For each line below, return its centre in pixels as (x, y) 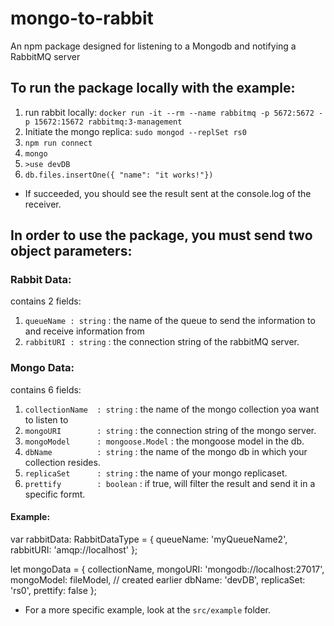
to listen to (46, 419)
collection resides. (62, 462)
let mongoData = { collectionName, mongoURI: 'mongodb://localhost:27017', (167, 569)
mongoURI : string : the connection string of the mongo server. (170, 430)
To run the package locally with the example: (153, 88)
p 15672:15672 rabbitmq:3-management (103, 122)
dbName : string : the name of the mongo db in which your (166, 451)
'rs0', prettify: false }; (53, 590)
